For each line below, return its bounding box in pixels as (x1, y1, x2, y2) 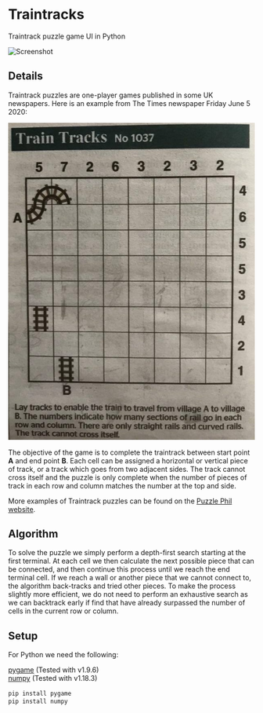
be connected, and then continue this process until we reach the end (8, 565, 231, 574)
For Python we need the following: (8, 650, 119, 660)
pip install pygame (8, 689, 72, 698)
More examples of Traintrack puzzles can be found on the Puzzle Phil (8, 496, 232, 506)
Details (8, 69, 43, 83)
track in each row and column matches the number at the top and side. (8, 481, 236, 490)
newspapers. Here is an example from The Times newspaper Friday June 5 (8, 98, 250, 108)
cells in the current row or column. (8, 606, 119, 616)
